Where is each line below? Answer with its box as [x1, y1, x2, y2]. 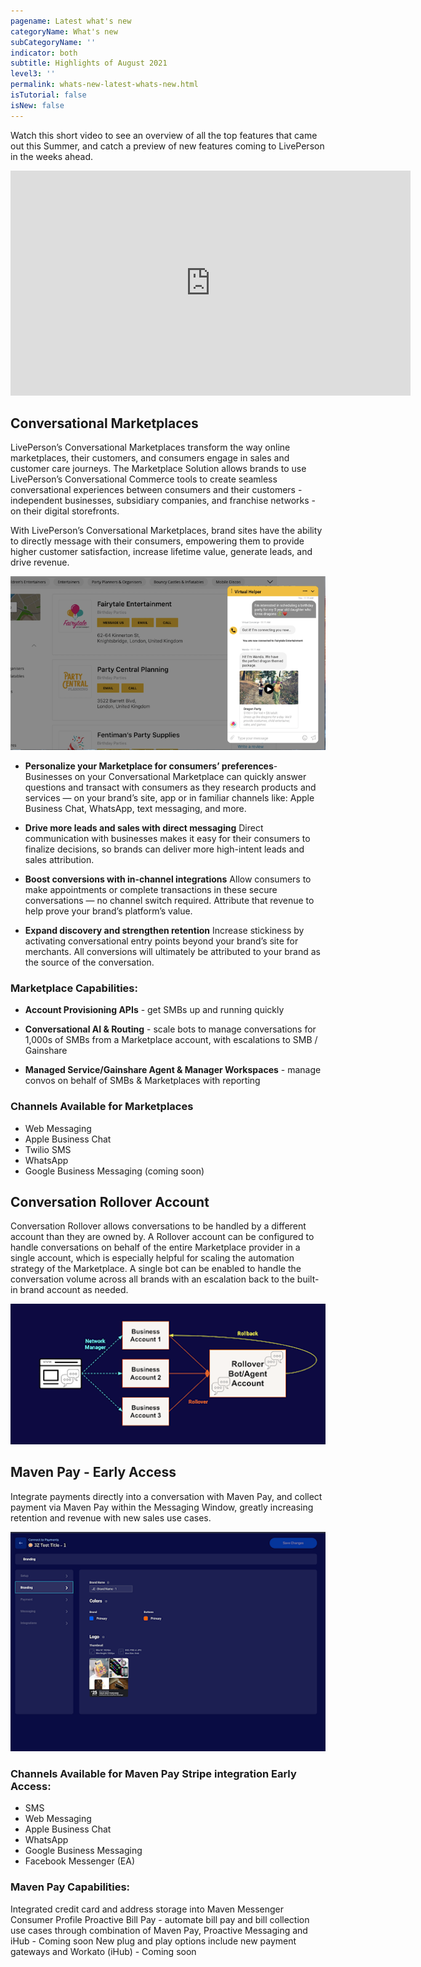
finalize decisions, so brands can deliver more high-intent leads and [24, 843, 305, 855]
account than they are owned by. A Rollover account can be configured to [10, 1231, 315, 1243]
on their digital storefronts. [10, 505, 120, 517]
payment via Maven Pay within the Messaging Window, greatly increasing [10, 1501, 314, 1513]
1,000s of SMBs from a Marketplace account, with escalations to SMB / [24, 1034, 318, 1046]
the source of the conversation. [24, 956, 155, 968]
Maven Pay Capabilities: [10, 1880, 131, 1894]
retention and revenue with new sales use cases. [10, 1511, 212, 1524]
